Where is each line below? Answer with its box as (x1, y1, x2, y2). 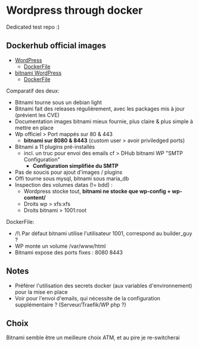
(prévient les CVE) (14, 111, 60, 118)
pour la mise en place (14, 288, 68, 296)
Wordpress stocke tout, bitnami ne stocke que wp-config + (23, 188, 171, 195)
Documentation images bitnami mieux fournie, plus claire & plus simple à (14, 118, 194, 125)
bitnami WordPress (14, 69, 62, 76)
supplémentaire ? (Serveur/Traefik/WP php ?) (14, 301, 126, 308)
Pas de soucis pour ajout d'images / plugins (14, 168, 123, 176)
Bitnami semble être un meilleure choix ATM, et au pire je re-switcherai (6, 334, 180, 341)
